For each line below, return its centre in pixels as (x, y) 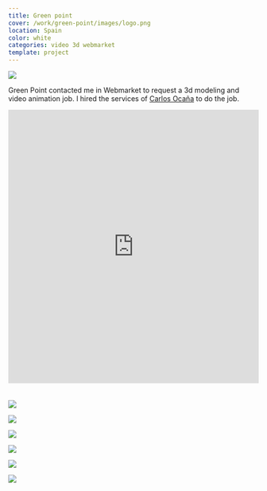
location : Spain (35, 30)
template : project (39, 53)
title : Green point (41, 16)
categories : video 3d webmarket (62, 45)
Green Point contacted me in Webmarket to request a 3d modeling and (124, 90)
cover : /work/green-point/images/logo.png (79, 23)
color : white (30, 38)
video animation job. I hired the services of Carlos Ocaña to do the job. (124, 99)
